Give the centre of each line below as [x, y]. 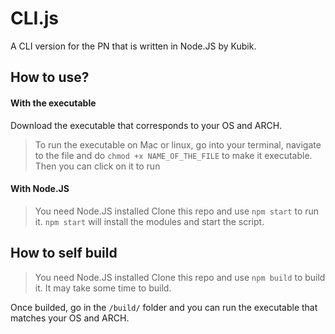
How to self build [64, 253]
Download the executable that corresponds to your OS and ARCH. [146, 125]
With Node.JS [40, 189]
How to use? [50, 77]
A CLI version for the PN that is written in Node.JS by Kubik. [133, 46]
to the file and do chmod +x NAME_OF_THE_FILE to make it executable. [173, 155]
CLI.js [35, 18]
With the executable [53, 103]
